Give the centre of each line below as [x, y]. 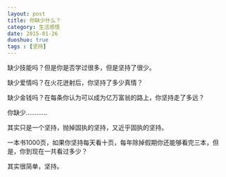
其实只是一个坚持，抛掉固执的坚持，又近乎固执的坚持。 [87, 127]
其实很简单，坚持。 [35, 166]
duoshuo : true [28, 40]
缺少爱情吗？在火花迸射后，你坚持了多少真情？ [75, 83]
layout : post [26, 14]
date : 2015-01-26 [33, 33]
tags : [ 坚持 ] [27, 47]
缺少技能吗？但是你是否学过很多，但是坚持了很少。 [81, 67]
